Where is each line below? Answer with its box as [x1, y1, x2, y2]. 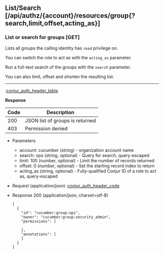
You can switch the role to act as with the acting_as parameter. [5, 54, 132, 60]
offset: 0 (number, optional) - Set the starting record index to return [19, 163, 155, 169]
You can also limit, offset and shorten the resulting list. [5, 74, 115, 79]
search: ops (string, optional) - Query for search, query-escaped [19, 152, 150, 158]
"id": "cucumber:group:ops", [21, 210, 81, 215]
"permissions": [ [21, 219, 56, 224]
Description [46, 109, 75, 116]
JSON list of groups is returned [25, 117, 96, 124]
